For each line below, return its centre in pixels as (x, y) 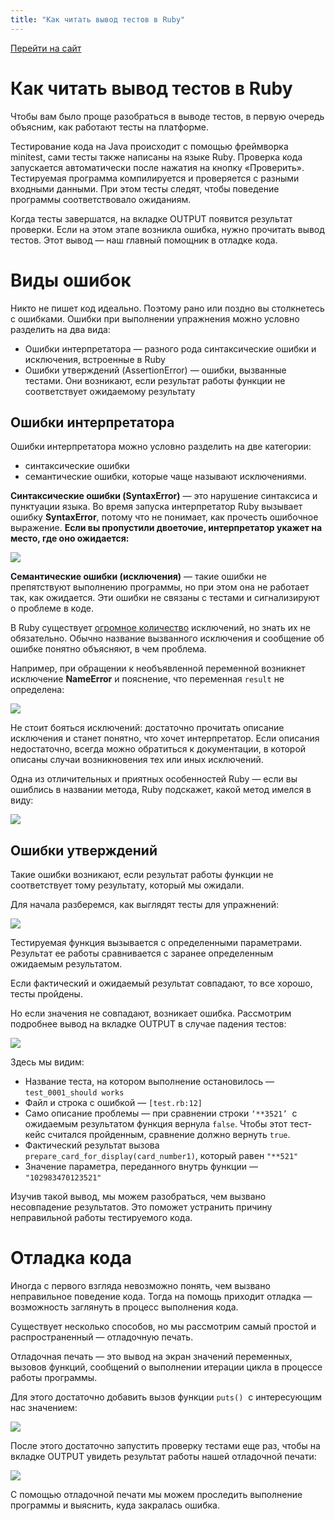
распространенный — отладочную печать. (102, 1337)
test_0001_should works (74, 1093)
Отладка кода (71, 1258)
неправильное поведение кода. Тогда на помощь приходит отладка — (161, 1297)
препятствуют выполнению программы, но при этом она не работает (160, 587)
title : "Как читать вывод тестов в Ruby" (98, 19)
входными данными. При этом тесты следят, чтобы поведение (145, 188)
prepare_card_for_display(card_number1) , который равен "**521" (161, 1156)
